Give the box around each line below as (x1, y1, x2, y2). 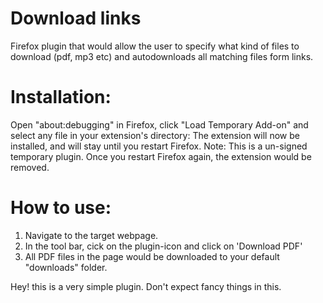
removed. (10, 161, 50, 173)
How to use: (10, 197, 112, 219)
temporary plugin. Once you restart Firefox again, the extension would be (10, 150, 312, 162)
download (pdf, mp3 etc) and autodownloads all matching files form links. (10, 50, 314, 62)
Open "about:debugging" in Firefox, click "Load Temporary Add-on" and (10, 118, 309, 131)
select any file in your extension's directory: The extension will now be (10, 129, 300, 141)
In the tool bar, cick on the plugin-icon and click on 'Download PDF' (24, 240, 303, 252)
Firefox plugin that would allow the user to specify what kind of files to (10, 40, 300, 52)
